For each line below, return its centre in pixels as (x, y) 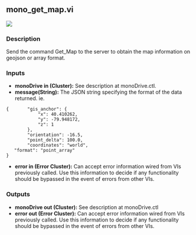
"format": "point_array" (45, 150)
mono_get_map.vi (40, 10)
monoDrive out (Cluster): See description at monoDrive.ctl (86, 207)
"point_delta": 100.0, (55, 140)
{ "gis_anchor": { (37, 109)
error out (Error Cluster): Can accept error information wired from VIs (99, 213)
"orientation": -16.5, (55, 135)
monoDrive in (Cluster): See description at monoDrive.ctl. (85, 86)
